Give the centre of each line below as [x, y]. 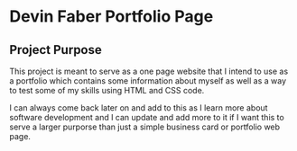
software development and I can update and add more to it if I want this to [147, 117]
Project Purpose [56, 50]
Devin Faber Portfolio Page [111, 17]
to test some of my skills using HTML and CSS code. [107, 90]
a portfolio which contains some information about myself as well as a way [148, 81]
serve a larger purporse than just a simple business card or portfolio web [145, 127]
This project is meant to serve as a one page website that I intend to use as [149, 71]
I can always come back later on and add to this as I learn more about [139, 108]
